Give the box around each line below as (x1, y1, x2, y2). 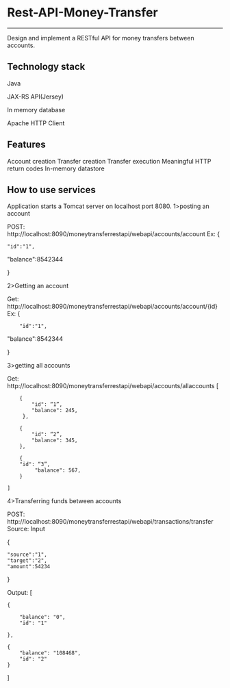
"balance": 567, (34, 467, 81, 474)
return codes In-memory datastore (7, 164, 105, 173)
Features (7, 139, 46, 151)
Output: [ (7, 589, 33, 597)
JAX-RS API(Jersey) (7, 92, 64, 101)
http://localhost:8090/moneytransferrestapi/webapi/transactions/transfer (7, 518, 214, 526)
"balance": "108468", (19, 650, 81, 657)
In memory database (7, 105, 66, 114)
